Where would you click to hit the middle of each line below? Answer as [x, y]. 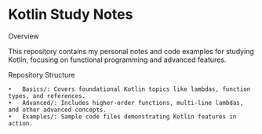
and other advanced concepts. [58, 110]
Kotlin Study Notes [71, 14]
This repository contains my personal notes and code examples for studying [131, 51]
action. [21, 123]
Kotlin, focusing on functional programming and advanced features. [117, 60]
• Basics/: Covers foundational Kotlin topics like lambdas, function [129, 89]
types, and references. [47, 96]
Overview [24, 36]
